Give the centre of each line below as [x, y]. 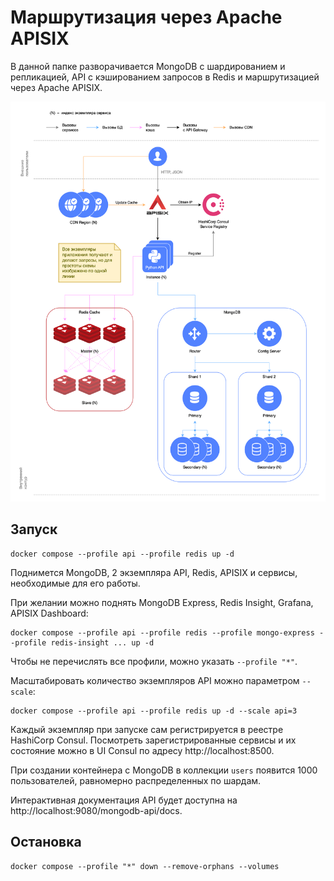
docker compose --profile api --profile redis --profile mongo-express [162, 632]
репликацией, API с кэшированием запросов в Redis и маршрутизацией [165, 77]
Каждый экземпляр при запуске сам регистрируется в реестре [147, 729]
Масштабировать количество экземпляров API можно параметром [155, 680]
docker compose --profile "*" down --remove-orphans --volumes [145, 866]
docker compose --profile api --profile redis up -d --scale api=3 [154, 711]
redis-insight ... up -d [102, 642]
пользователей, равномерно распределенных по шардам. [136, 780]
